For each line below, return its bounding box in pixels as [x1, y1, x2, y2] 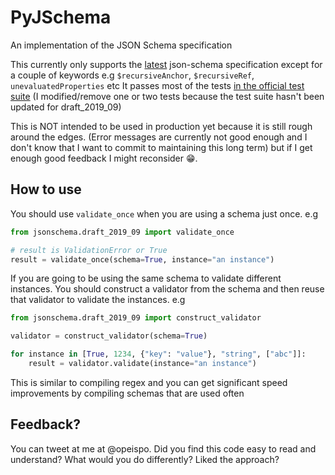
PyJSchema [10, 6, 112, 29]
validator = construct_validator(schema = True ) [10, 331, 208, 341]
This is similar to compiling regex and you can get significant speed [10, 376, 288, 388]
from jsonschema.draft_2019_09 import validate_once [10, 227, 235, 237]
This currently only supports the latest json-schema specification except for [10, 58, 323, 70]
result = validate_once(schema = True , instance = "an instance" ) [10, 254, 275, 265]
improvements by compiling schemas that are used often [10, 387, 245, 399]
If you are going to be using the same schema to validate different [10, 272, 282, 285]
